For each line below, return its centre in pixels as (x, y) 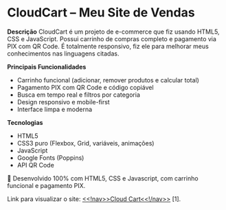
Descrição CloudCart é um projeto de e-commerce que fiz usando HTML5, (113, 32)
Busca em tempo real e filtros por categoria (79, 95)
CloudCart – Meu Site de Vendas (101, 13)
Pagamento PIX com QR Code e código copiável (85, 87)
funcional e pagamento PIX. (46, 185)
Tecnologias (25, 122)
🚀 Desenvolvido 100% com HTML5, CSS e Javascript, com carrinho (103, 178)
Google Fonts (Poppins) (50, 157)
